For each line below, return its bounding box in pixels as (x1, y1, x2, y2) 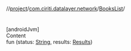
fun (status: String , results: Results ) (6, 39, 93, 46)
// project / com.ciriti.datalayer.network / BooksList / (6, 5, 125, 12)
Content (6, 32, 26, 39)
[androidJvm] (6, 26, 40, 33)
